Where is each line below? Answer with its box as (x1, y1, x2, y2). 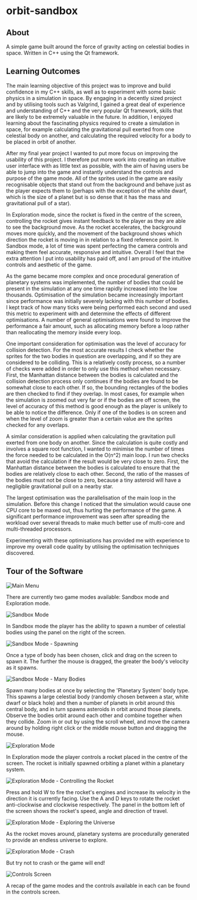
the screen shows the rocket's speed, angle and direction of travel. (6, 807, 169, 814)
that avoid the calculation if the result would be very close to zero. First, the (6, 458, 189, 465)
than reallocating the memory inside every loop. (6, 328, 122, 336)
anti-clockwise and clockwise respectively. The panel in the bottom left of (6, 801, 185, 808)
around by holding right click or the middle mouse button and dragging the (6, 724, 187, 731)
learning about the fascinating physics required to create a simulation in (6, 119, 180, 126)
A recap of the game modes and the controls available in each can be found (6, 882, 190, 889)
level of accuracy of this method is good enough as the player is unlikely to (6, 402, 188, 409)
